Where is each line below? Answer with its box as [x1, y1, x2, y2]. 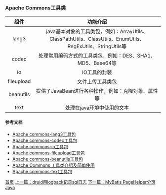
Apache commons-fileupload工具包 [12, 150, 85, 156]
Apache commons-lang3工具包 [12, 131, 76, 137]
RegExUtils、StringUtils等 [67, 43, 127, 50]
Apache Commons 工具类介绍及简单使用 [12, 162, 95, 168]
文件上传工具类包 [77, 78, 117, 85]
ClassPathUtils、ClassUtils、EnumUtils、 [49, 36, 145, 43]
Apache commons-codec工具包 [12, 137, 78, 143]
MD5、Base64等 [77, 60, 117, 66]
